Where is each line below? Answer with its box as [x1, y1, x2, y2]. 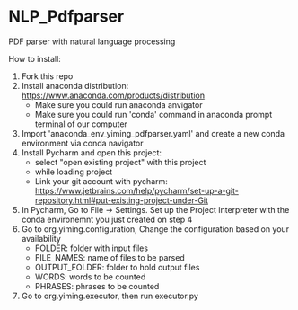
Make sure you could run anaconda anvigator [34, 99, 203, 110]
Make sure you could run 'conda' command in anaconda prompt [34, 109, 273, 120]
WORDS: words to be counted [34, 271, 146, 282]
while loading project [34, 166, 113, 177]
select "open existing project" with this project [34, 156, 206, 167]
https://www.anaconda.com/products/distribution [21, 90, 206, 101]
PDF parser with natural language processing [8, 36, 176, 47]
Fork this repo [21, 70, 74, 82]
